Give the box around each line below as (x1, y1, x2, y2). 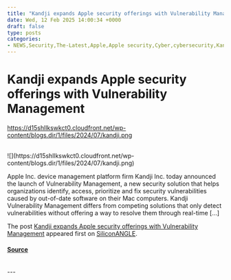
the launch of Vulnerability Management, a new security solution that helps (7, 180, 220, 188)
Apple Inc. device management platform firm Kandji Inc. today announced (7, 172, 217, 180)
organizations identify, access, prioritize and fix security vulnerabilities (7, 186, 208, 195)
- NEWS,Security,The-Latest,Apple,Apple (7, 42, 125, 49)
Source (7, 245, 29, 253)
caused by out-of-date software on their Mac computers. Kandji (7, 194, 188, 202)
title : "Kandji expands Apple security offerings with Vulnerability (7, 10, 211, 17)
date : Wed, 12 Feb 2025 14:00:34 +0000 (7, 17, 122, 23)
